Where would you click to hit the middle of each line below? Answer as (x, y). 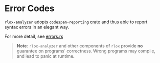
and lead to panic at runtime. (46, 56)
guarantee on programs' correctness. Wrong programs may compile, (86, 51)
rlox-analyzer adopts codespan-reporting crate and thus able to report (76, 22)
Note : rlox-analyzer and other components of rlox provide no (80, 46)
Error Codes (30, 8)
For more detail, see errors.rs (34, 36)
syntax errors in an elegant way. (37, 27)
